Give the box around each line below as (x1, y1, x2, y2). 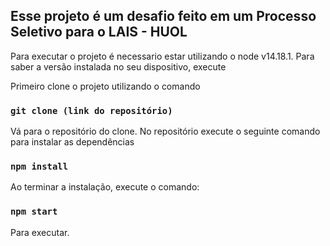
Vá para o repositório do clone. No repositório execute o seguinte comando (10, 125, 321, 138)
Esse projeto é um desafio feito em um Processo (10, 8, 317, 25)
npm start (10, 206, 58, 218)
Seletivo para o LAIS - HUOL (10, 24, 188, 41)
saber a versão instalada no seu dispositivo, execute (10, 60, 227, 73)
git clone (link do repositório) (10, 105, 173, 116)
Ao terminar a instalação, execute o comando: (10, 181, 200, 193)
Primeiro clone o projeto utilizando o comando (10, 80, 201, 92)
